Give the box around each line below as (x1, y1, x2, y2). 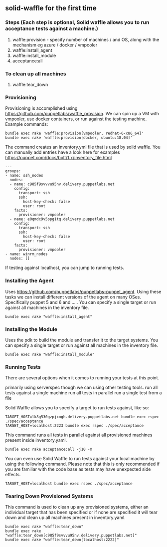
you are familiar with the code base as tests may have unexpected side (5, 466, 151, 472)
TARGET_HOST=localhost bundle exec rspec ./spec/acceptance (5, 481, 133, 486)
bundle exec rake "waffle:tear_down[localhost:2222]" (5, 538, 120, 543)
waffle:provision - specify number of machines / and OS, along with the (12, 36, 160, 42)
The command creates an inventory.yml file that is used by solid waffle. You (5, 144, 161, 150)
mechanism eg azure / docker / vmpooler (12, 42, 98, 48)
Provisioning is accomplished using (5, 105, 78, 111)
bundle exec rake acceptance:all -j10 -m (5, 447, 93, 452)
